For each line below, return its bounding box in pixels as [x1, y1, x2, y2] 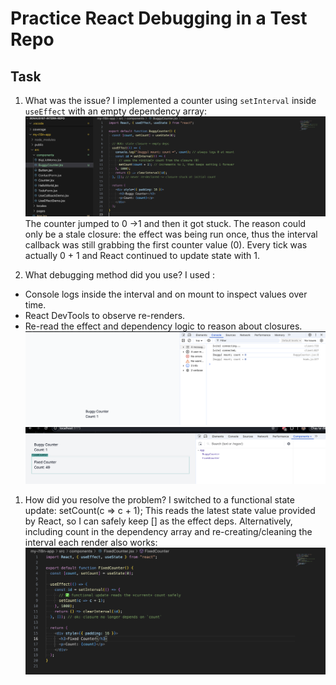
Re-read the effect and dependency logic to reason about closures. [24, 320, 303, 332]
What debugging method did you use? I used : [24, 268, 216, 281]
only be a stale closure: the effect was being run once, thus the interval [24, 228, 318, 240]
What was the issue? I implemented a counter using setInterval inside [24, 95, 317, 106]
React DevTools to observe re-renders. [24, 309, 186, 321]
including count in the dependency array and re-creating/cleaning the [24, 526, 313, 538]
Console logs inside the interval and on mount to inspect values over [24, 288, 308, 300]
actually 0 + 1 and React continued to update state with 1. [24, 249, 261, 261]
